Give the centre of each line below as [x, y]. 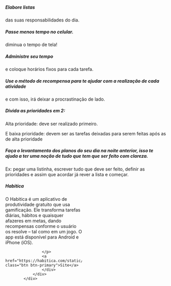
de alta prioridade [24, 139]
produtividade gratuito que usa [38, 204]
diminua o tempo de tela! [31, 44]
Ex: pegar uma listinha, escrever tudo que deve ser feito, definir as [75, 169]
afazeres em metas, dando [33, 221]
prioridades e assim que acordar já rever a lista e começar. [67, 174]
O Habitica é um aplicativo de [36, 199]
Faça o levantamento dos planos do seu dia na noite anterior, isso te [79, 151]
